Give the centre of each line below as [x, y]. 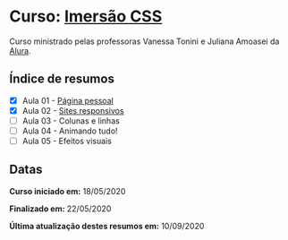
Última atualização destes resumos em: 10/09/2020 [107, 226]
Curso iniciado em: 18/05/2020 [68, 191]
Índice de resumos [62, 79]
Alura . [20, 50]
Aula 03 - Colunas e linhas [71, 120]
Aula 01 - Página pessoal [68, 100]
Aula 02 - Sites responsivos [73, 110]
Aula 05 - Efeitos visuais [67, 141]
